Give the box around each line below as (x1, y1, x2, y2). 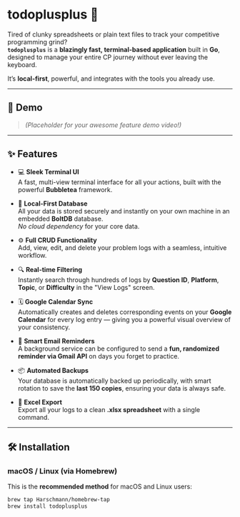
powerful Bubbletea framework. (17, 185, 113, 194)
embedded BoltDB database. (17, 214, 104, 223)
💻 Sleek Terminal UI (17, 167, 80, 176)
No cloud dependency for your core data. (17, 221, 140, 231)
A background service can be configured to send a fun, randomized (17, 344, 220, 353)
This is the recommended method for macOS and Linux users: (7, 482, 193, 491)
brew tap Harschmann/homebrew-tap (7, 496, 111, 503)
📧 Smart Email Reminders (17, 336, 95, 345)
